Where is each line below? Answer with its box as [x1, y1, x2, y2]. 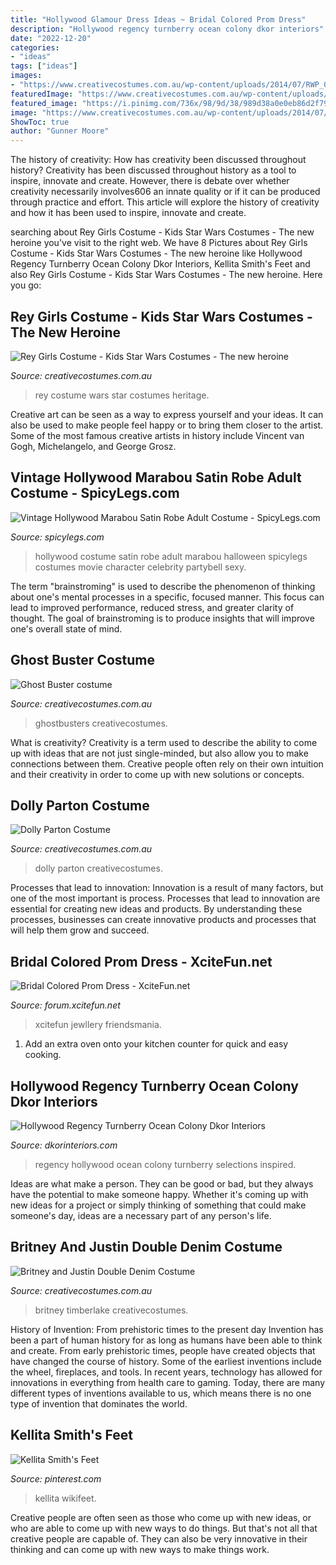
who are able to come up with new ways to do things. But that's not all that [10, 1522, 318, 1534]
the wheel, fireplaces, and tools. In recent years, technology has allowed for [10, 1366, 323, 1378]
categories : [10, 42, 60, 53]
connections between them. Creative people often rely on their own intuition [10, 757, 324, 770]
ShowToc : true [10, 117, 70, 127]
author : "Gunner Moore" [10, 126, 110, 136]
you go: [10, 279, 42, 291]
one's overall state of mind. [10, 622, 123, 635]
